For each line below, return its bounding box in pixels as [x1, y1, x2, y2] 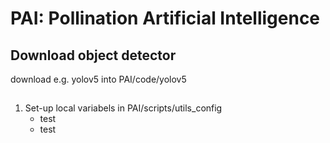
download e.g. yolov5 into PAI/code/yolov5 [10, 73, 187, 85]
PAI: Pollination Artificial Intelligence [10, 7, 321, 30]
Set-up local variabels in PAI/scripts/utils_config [24, 102, 223, 114]
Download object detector [10, 47, 177, 64]
